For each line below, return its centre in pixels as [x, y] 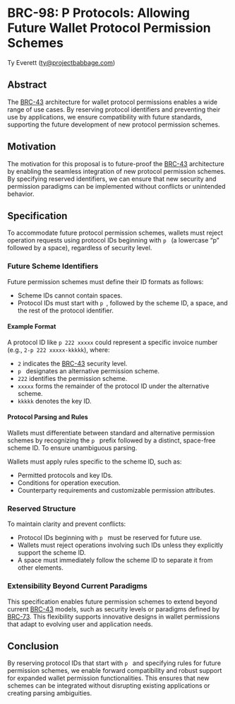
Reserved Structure [42, 509]
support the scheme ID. [52, 553]
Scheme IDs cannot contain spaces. [70, 295]
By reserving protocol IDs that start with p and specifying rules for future [114, 663]
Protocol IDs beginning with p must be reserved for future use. [110, 538]
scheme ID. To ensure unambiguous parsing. [72, 448]
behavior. [21, 194]
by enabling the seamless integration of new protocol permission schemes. [116, 171]
